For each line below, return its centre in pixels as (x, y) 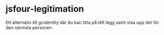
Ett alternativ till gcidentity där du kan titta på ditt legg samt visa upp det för (82, 22)
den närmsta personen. (29, 27)
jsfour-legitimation (45, 9)
